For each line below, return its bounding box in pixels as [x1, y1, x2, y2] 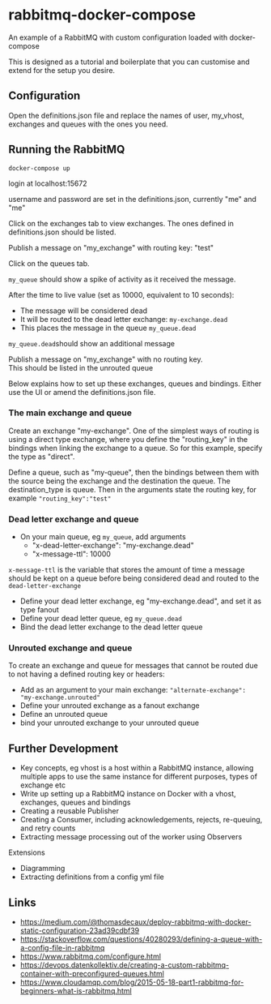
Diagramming [19, 864, 66, 873]
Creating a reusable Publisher [19, 806, 120, 816]
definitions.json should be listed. [8, 227, 116, 237]
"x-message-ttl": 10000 [32, 549, 112, 559]
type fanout [19, 605, 59, 615]
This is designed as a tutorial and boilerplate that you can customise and [8, 57, 250, 67]
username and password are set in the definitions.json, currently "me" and [8, 194, 257, 204]
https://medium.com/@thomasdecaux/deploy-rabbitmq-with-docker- [19, 917, 252, 927]
